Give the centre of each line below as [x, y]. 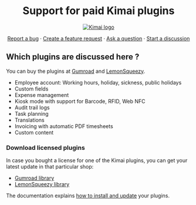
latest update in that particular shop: [50, 167]
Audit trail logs [32, 107]
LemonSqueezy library [42, 184]
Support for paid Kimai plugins [99, 11]
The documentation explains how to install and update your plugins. [88, 196]
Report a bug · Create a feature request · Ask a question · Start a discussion [99, 38]
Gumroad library [34, 178]
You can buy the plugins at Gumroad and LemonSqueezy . [76, 71]
